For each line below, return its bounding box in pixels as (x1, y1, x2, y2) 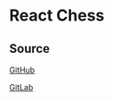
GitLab (9, 82, 34, 92)
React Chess (9, 5, 105, 26)
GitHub (9, 64, 36, 75)
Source (9, 41, 51, 56)
